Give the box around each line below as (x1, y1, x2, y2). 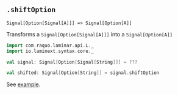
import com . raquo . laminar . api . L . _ (6, 42, 94, 49)
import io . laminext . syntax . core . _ (6, 48, 94, 54)
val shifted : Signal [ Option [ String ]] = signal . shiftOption (6, 70, 160, 76)
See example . (6, 81, 41, 88)
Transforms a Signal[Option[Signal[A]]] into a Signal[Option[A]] (6, 30, 173, 38)
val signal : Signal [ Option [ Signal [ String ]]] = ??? (6, 59, 138, 65)
